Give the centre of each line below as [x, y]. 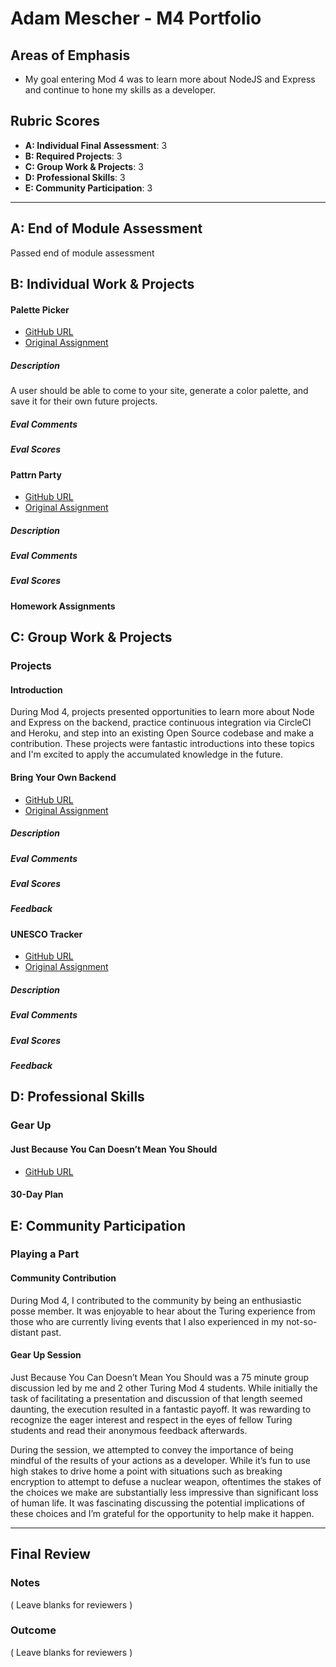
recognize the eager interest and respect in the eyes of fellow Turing [151, 1419]
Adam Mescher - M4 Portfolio [136, 18]
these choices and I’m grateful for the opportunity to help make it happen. [162, 1513]
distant [24, 1332]
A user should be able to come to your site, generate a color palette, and [159, 391]
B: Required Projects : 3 [73, 156]
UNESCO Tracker [46, 934]
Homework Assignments [63, 606]
